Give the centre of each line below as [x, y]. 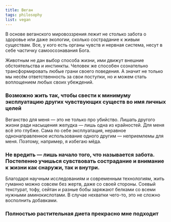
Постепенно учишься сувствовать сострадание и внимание [85, 161]
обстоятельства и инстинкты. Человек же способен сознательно [77, 66]
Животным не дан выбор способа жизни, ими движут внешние [75, 60]
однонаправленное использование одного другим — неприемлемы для [84, 136]
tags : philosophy [24, 15]
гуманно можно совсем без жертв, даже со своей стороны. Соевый [81, 184]
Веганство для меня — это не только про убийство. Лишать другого [80, 119]
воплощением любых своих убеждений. [49, 82]
